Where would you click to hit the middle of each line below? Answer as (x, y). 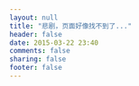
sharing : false (38, 59)
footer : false (36, 68)
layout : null (34, 17)
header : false (36, 34)
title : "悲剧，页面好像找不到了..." (71, 26)
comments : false (40, 51)
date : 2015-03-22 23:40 (54, 43)
